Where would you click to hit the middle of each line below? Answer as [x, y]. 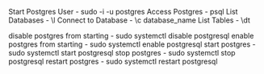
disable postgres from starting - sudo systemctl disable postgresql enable [131, 36]
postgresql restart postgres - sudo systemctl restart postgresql [113, 61]
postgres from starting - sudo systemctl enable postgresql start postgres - [132, 44]
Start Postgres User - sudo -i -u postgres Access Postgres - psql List [123, 12]
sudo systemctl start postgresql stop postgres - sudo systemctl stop [122, 53]
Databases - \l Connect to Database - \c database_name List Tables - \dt [129, 20]
